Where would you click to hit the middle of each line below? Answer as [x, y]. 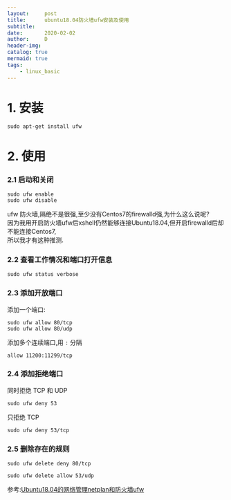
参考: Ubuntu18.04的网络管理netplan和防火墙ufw [76, 490]
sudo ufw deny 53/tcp [38, 430]
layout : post [32, 13]
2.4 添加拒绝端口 [35, 374]
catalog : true [28, 53]
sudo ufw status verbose [43, 275]
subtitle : [21, 26]
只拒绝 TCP [23, 417]
